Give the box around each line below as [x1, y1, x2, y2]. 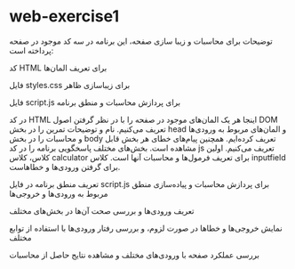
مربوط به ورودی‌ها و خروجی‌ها [9, 188, 108, 199]
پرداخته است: [9, 45, 54, 55]
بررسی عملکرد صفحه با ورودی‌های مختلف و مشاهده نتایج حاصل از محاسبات [9, 249, 260, 260]
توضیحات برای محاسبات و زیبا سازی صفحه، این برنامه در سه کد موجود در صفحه [9, 36, 274, 46]
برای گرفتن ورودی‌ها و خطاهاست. [9, 161, 121, 172]
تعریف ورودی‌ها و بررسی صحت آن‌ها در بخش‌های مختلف [9, 205, 195, 216]
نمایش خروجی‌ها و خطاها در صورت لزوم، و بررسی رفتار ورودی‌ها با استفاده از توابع [9, 223, 283, 233]
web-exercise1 [9, 6, 120, 27]
